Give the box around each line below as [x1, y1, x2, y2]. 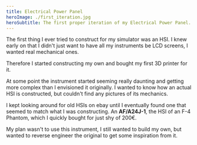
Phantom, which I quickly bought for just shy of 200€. [6, 114, 137, 121]
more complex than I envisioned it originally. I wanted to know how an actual [6, 84, 192, 91]
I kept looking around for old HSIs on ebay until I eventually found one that [6, 102, 186, 109]
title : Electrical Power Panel [6, 8, 83, 15]
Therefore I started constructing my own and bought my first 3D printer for [6, 60, 188, 67]
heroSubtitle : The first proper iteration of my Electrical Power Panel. [6, 20, 192, 25]
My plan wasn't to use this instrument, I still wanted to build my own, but [6, 125, 182, 133]
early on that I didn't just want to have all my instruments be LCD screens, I [6, 42, 188, 49]
